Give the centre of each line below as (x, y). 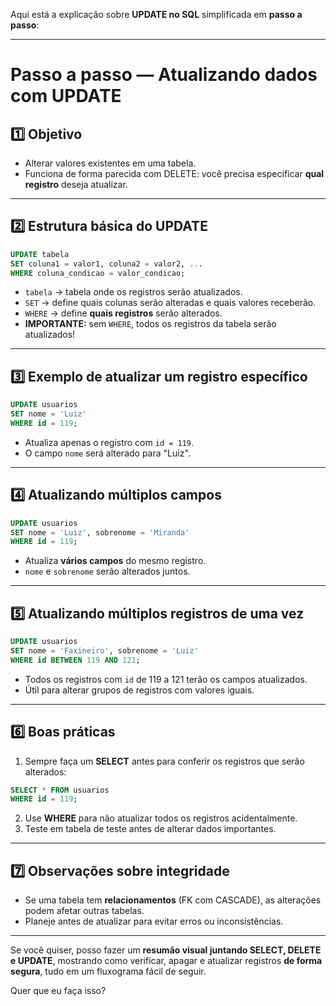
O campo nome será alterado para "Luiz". (107, 453)
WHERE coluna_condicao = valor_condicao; (98, 273)
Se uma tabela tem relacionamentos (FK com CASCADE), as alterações (173, 900)
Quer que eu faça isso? (58, 991)
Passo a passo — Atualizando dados (164, 75)
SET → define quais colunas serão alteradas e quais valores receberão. (170, 303)
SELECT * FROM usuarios (60, 790)
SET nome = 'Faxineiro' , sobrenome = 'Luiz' (104, 651)
